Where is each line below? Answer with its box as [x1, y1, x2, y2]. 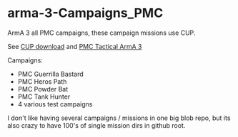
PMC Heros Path [17, 77, 67, 86]
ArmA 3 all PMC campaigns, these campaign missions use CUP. [7, 28, 196, 37]
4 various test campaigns [17, 99, 93, 108]
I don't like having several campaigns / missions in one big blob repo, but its [7, 114, 231, 122]
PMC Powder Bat [17, 84, 69, 93]
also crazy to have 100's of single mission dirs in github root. [7, 121, 186, 129]
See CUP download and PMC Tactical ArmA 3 [7, 42, 142, 50]
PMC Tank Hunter [17, 92, 71, 101]
